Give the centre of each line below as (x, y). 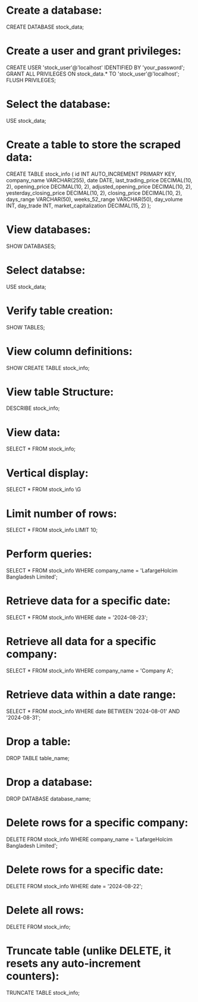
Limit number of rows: (62, 514)
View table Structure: (60, 392)
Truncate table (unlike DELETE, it (89, 950)
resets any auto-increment (73, 963)
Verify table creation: (60, 311)
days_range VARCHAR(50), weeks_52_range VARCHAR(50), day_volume (95, 199)
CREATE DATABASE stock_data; (45, 27)
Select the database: (59, 104)
